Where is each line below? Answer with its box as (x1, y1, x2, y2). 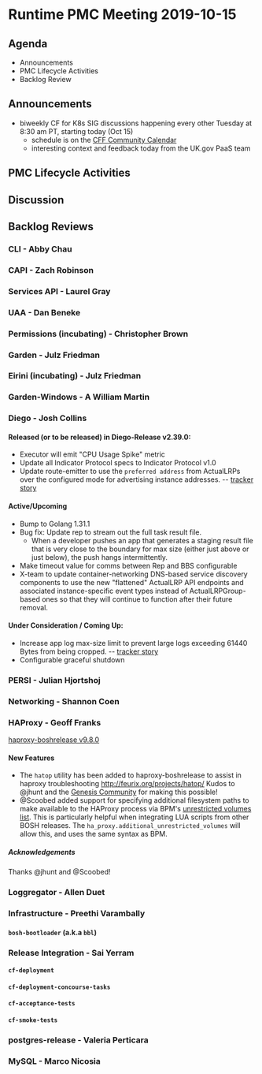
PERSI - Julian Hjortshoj (8, 674, 101, 685)
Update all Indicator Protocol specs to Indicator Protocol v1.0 (19, 458, 216, 468)
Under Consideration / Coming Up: (8, 621, 124, 630)
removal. (19, 602, 49, 612)
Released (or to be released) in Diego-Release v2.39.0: (8, 432, 191, 442)
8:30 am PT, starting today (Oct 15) (19, 126, 134, 136)
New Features (8, 753, 55, 763)
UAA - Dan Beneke (8, 307, 81, 318)
